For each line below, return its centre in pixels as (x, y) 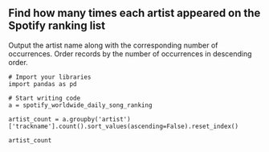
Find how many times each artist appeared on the (134, 13)
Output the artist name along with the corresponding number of (113, 45)
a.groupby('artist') (96, 119)
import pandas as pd (43, 84)
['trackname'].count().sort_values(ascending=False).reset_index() (124, 126)
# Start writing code (45, 98)
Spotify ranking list (57, 26)
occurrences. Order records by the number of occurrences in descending (130, 53)
